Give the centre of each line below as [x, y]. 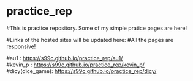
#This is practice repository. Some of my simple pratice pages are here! [97, 28]
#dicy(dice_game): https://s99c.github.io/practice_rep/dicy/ [81, 71]
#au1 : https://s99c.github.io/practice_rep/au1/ [65, 58]
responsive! [21, 46]
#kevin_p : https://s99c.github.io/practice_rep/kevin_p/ [76, 65]
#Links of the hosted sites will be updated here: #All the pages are [90, 40]
